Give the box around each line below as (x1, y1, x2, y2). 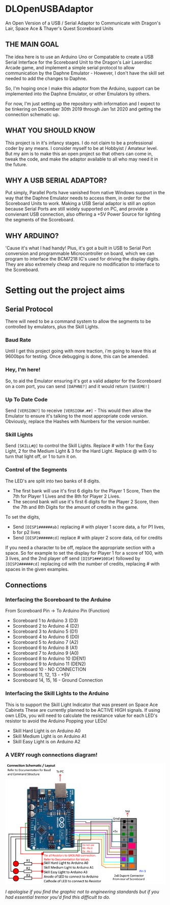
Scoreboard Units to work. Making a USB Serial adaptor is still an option (5, 200, 156, 206)
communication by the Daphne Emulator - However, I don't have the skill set (5, 70, 164, 76)
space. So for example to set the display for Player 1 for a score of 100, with (5, 550, 164, 556)
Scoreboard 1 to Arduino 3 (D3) (12, 617, 78, 624)
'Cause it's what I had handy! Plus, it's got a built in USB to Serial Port (5, 245, 151, 251)
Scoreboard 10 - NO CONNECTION (12, 666, 87, 673)
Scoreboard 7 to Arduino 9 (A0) (12, 650, 79, 656)
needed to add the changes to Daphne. (5, 75, 88, 82)
